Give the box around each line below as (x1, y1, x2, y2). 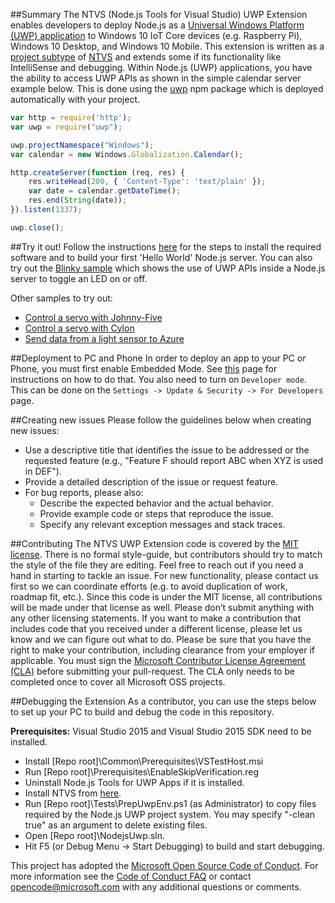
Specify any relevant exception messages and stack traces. (39, 518, 286, 530)
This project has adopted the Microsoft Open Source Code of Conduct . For (10, 859, 319, 871)
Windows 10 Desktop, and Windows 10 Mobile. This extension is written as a (10, 40, 325, 52)
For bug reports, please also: (24, 486, 144, 498)
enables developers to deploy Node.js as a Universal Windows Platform (10, 19, 305, 31)
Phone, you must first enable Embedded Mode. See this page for (10, 362, 278, 374)
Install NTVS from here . (24, 787, 122, 799)
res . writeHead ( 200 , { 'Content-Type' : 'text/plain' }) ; (28, 177, 267, 187)
